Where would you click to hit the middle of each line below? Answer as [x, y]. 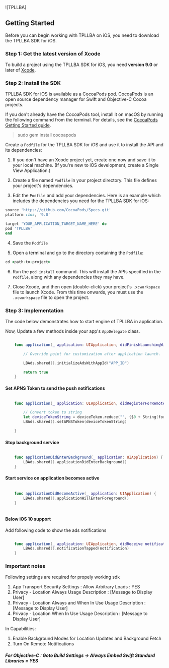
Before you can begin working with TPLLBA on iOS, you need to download [82, 35]
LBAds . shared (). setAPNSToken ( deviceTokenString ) [75, 422]
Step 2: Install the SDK [33, 83]
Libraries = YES [22, 661]
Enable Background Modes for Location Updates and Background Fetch [87, 639]
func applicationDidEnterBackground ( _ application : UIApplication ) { [89, 458]
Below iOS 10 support [28, 519]
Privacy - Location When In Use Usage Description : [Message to [80, 614]
